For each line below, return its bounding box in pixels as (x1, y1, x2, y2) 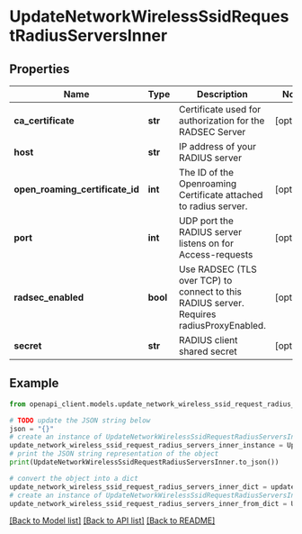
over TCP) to (178, 275, 233, 286)
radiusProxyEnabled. (178, 320, 267, 331)
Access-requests (178, 249, 253, 260)
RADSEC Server (178, 126, 246, 138)
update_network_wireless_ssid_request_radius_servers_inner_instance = (9, 441, 283, 450)
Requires (178, 308, 217, 321)
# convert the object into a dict (9, 474, 139, 483)
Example (9, 376, 59, 391)
